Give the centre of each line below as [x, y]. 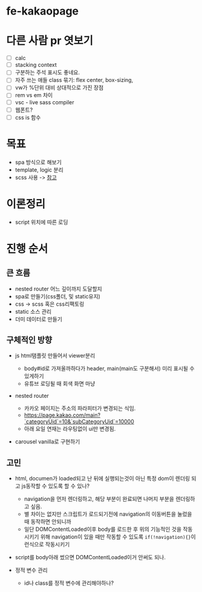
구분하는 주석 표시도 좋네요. [47, 72]
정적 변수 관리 [31, 570]
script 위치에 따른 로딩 [41, 222]
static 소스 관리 [33, 311]
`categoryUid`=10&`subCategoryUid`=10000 [79, 422]
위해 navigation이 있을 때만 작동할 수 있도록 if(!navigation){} [116, 537]
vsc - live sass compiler [44, 102]
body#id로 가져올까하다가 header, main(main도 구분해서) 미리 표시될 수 [109, 369]
